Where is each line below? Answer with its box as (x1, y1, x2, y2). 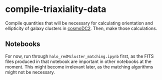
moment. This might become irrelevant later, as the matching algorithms (5, 63, 153, 69)
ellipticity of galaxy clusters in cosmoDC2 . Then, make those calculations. (5, 25, 157, 31)
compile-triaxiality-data (5, 3, 106, 15)
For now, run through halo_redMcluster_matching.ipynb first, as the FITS (5, 53, 154, 59)
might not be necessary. (5, 69, 55, 75)
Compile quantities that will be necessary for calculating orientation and (5, 20, 153, 26)
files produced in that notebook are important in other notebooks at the (5, 58, 151, 64)
